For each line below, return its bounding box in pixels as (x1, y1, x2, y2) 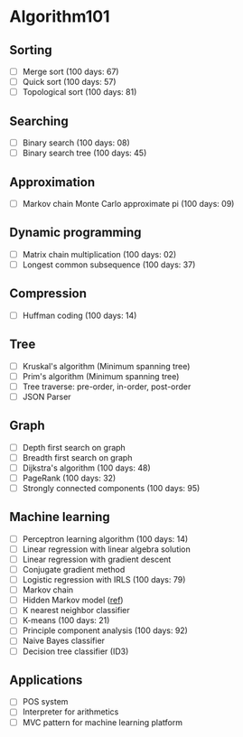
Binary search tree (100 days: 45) (22, 147, 147, 159)
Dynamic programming (9, 225, 142, 240)
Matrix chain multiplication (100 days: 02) (22, 248, 177, 259)
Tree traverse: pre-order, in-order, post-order (22, 381, 192, 392)
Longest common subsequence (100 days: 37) (22, 259, 196, 270)
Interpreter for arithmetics (22, 706, 119, 717)
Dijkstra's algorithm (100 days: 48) (22, 462, 151, 473)
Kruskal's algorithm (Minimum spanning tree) (22, 360, 191, 371)
